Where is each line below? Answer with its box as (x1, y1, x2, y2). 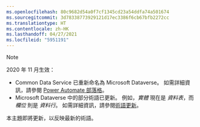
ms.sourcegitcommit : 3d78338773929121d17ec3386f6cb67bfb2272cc (6, 15, 170, 21)
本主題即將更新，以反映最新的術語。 (6, 114, 97, 122)
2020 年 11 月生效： (6, 66, 55, 73)
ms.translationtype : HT (6, 20, 67, 26)
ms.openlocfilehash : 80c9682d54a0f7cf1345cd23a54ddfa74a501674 (6, 8, 170, 15)
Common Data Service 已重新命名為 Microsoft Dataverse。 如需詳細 (15, 79, 185, 86)
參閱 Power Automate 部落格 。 (31, 86, 108, 94)
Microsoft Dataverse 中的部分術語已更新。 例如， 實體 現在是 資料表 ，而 (15, 94, 194, 101)
